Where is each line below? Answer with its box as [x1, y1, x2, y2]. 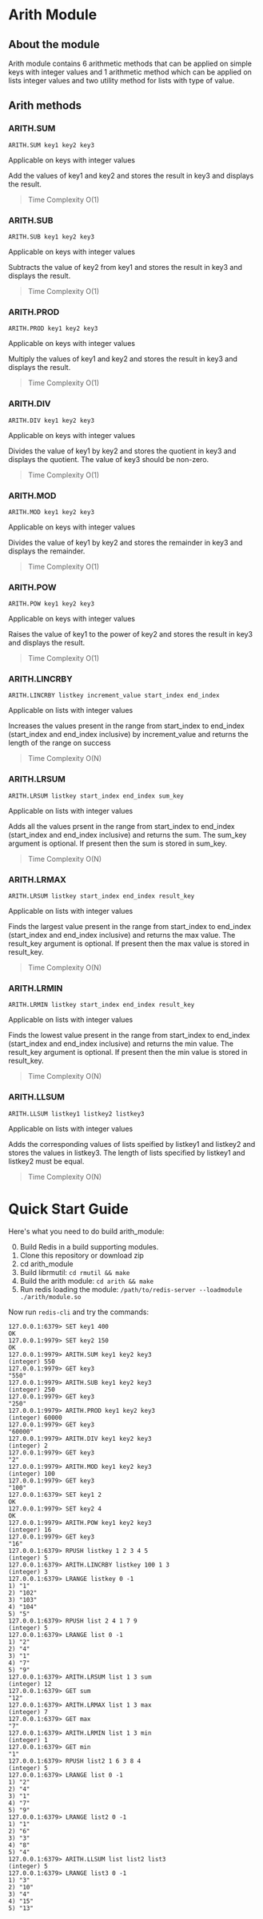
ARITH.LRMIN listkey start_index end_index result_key [8, 1001, 195, 1009]
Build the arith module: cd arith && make [19, 1276, 154, 1285]
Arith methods [8, 99, 82, 113]
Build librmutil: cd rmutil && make [19, 1267, 130, 1277]
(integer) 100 [8, 1470, 56, 1478]
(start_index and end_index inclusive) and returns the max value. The [8, 931, 236, 940]
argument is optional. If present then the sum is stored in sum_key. [8, 839, 228, 848]
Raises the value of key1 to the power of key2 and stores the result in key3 [8, 630, 253, 639]
